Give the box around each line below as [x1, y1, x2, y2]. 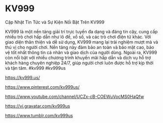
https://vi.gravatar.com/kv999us [5, 103, 70, 109]
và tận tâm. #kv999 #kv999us [5, 65, 66, 71]
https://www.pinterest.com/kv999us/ [5, 84, 80, 90]
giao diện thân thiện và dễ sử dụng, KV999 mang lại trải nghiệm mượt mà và [5, 39, 158, 45]
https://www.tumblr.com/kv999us [5, 112, 73, 118]
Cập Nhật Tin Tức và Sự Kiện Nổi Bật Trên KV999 [5, 19, 105, 25]
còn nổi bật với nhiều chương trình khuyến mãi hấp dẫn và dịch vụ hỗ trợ [5, 54, 151, 60]
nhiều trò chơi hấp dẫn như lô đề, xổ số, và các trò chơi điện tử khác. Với [5, 34, 151, 40]
